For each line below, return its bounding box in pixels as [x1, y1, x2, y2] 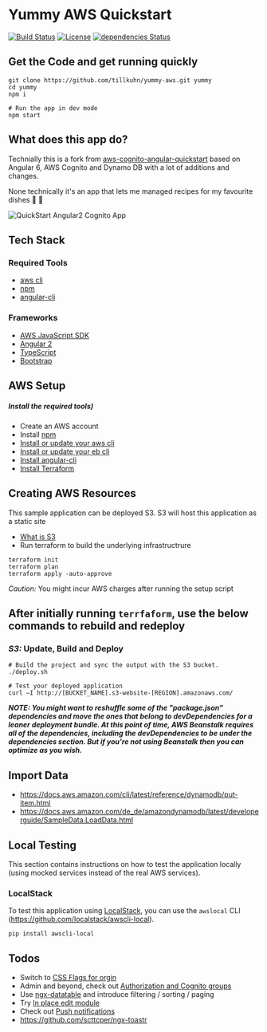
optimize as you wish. [8, 746, 82, 755]
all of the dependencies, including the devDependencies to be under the [8, 728, 253, 739]
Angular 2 [19, 339, 53, 349]
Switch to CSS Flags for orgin [19, 973, 117, 983]
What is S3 [19, 532, 56, 542]
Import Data [8, 768, 69, 782]
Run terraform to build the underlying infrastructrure [19, 540, 191, 549]
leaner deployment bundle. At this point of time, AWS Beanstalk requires [8, 720, 253, 730]
